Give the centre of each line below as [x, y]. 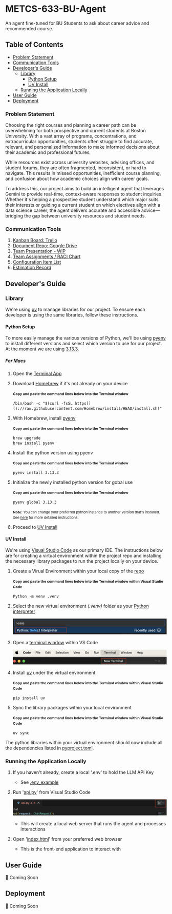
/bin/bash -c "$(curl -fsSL [42, 404]
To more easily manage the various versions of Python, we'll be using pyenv [86, 338]
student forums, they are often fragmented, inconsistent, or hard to [76, 168]
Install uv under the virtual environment [54, 672]
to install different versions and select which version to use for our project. [84, 344]
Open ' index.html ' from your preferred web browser [67, 839]
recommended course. [29, 28]
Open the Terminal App [37, 374]
